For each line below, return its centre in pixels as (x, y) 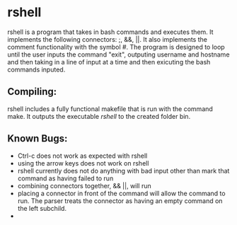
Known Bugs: (37, 139)
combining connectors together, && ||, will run (85, 185)
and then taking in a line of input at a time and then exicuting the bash (109, 62)
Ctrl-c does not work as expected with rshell (82, 156)
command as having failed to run (65, 178)
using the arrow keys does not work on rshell (83, 163)
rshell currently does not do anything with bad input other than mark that (123, 171)
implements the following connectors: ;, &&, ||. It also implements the (107, 39)
